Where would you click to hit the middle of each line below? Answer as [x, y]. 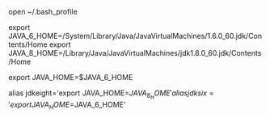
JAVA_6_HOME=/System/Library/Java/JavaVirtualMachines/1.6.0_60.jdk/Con [135, 36]
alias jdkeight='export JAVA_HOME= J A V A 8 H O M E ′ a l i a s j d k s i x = [111, 95]
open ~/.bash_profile [43, 12]
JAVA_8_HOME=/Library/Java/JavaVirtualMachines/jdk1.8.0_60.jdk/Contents [135, 53]
